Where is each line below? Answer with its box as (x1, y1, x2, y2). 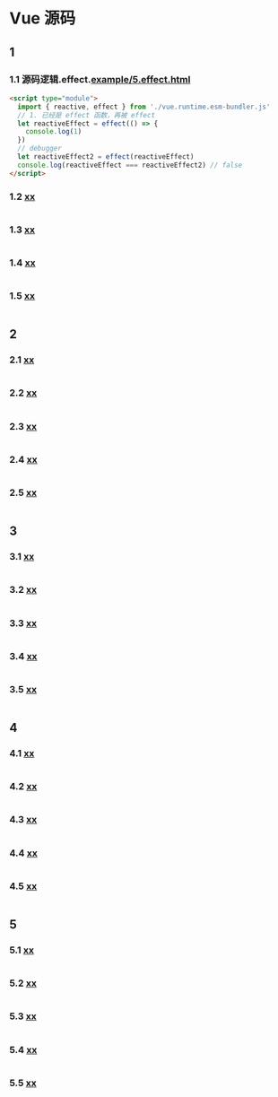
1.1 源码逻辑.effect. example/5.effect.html (9, 73, 191, 85)
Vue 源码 (9, 8, 76, 29)
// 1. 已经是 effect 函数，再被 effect (17, 110, 155, 119)
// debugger (17, 144, 63, 153)
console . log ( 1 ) (25, 127, 83, 136)
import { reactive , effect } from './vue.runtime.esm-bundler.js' (17, 102, 271, 111)
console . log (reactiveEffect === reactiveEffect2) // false (17, 161, 243, 170)
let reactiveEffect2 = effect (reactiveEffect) (17, 152, 195, 161)
